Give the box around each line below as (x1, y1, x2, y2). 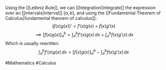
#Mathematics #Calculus (5, 60, 56, 66)
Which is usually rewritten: (5, 40, 60, 47)
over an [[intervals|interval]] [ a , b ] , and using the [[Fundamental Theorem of (5, 10, 161, 16)
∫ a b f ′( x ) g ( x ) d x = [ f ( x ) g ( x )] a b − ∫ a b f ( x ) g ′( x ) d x (38, 48, 130, 56)
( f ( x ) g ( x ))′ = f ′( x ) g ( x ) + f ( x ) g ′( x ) (52, 23, 116, 29)
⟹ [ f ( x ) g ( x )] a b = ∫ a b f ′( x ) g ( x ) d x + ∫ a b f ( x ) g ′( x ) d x (35, 31, 134, 39)
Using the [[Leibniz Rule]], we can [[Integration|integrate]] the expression (5, 5, 156, 10)
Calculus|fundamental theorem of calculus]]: (5, 15, 97, 21)
